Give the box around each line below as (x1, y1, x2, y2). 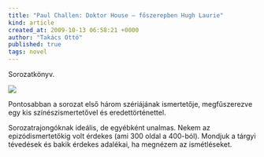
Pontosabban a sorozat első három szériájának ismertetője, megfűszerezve (8, 100, 253, 108)
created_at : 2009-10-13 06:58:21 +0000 (8, 26, 139, 34)
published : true (8, 41, 61, 49)
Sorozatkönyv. (8, 70, 55, 78)
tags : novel (8, 48, 47, 56)
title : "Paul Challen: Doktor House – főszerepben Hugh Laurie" (8, 11, 224, 20)
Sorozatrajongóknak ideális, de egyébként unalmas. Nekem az (8, 123, 211, 132)
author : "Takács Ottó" (8, 33, 83, 42)
